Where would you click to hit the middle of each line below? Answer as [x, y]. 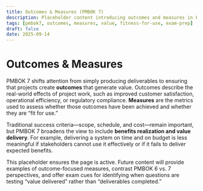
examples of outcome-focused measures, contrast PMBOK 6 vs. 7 [89, 169]
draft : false [23, 29]
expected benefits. [30, 151]
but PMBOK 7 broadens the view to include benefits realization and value [99, 131]
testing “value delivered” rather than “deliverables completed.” [84, 181]
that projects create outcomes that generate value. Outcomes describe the [100, 88]
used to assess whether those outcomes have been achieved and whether [99, 107]
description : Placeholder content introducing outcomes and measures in [100, 18]
